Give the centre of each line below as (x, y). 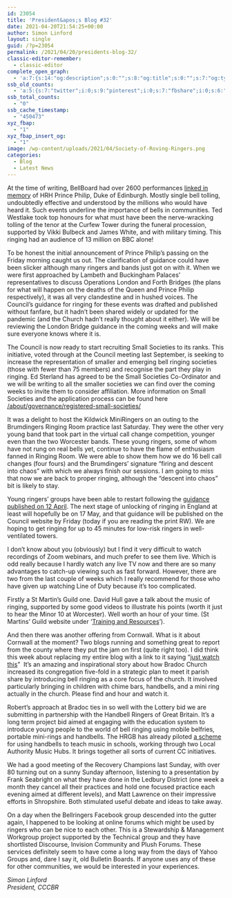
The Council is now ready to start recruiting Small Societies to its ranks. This (116, 347)
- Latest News (33, 168)
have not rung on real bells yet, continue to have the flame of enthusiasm (111, 449)
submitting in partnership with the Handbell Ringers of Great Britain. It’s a (111, 715)
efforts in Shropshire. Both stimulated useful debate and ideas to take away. (115, 801)
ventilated (21, 536)
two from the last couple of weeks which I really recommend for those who (114, 578)
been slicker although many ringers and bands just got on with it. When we (114, 267)
